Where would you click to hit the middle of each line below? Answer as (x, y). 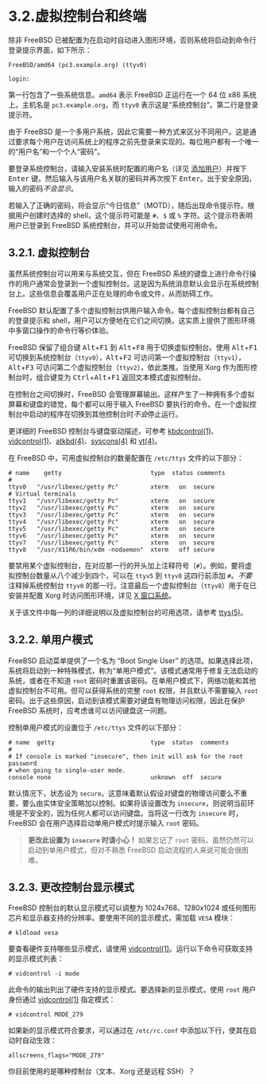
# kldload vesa (33, 933)
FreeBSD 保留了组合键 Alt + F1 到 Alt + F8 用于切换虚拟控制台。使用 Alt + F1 (133, 347)
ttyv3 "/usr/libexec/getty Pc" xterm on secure (112, 515)
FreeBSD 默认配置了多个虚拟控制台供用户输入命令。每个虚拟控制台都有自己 (132, 310)
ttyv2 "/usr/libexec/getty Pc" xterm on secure (112, 508)
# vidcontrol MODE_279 (46, 1015)
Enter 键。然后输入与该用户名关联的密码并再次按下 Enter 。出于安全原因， (132, 178)
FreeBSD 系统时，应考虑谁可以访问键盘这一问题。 (90, 710)
